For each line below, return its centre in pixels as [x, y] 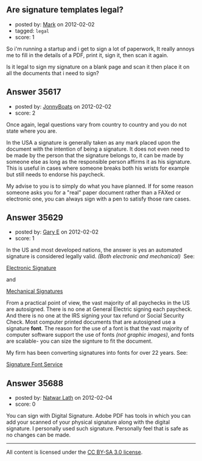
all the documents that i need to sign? [53, 73]
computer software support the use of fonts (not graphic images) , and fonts [100, 335]
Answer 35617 [34, 92]
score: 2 [25, 113]
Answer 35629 [35, 218]
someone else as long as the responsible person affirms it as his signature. [99, 161]
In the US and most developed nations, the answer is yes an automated [94, 250]
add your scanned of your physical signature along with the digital [88, 422]
